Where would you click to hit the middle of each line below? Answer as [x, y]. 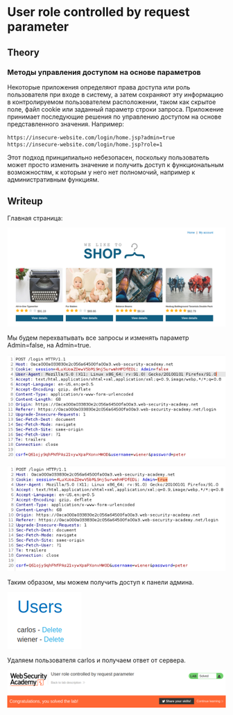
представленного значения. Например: [66, 124]
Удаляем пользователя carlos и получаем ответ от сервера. [96, 660]
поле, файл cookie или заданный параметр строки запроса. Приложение [115, 109]
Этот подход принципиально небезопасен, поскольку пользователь [108, 157]
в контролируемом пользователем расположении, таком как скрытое [112, 102]
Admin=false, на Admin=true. [49, 345]
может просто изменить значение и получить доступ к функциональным [115, 164]
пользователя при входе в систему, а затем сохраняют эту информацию [115, 94]
